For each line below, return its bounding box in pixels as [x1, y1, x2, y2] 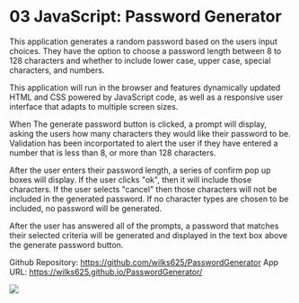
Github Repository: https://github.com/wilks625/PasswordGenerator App [9, 256, 279, 267]
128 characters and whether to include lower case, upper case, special [9, 55, 271, 66]
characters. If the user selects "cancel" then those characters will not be [9, 183, 277, 194]
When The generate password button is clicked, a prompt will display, [9, 119, 268, 129]
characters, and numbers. [9, 65, 105, 76]
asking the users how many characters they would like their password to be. [9, 128, 292, 138]
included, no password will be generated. [9, 202, 163, 213]
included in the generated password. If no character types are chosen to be [9, 193, 289, 204]
